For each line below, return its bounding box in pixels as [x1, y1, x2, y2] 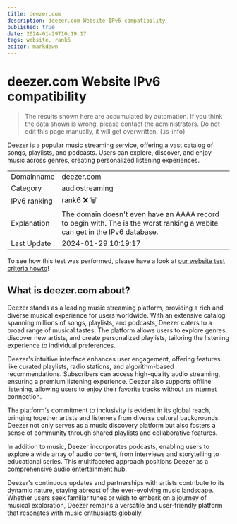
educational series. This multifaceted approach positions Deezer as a [7, 457, 209, 465]
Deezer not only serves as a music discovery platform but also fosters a [7, 421, 217, 429]
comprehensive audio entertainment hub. [7, 465, 128, 473]
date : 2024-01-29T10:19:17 [7, 30, 87, 37]
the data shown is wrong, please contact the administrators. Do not [24, 120, 220, 128]
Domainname [11, 171, 55, 181]
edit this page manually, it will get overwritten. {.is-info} [24, 127, 186, 135]
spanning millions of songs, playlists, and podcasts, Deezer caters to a [7, 318, 212, 327]
